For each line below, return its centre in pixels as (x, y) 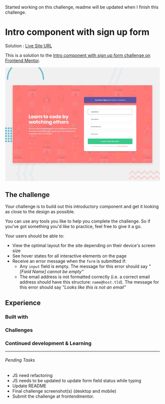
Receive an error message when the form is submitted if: (69, 261)
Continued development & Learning (48, 343)
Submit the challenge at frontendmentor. (53, 396)
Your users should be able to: (35, 236)
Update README (29, 386)
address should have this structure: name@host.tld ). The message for (89, 282)
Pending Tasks (20, 360)
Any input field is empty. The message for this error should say (83, 266)
